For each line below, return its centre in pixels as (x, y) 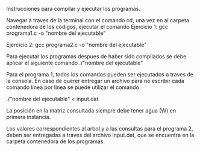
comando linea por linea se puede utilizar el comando (73, 87)
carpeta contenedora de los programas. (56, 141)
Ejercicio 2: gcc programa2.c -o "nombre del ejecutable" (77, 45)
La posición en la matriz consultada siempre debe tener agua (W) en (91, 110)
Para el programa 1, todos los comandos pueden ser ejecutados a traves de (100, 74)
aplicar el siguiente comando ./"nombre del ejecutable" (75, 63)
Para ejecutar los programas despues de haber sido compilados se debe (96, 56)
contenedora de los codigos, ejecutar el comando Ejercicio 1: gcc (87, 27)
